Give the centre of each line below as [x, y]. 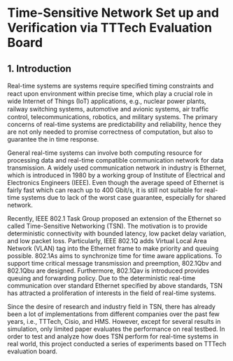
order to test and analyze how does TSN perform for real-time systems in [113, 336]
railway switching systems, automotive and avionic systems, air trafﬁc [108, 109]
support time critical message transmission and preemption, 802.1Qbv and [114, 263]
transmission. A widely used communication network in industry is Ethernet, [117, 168]
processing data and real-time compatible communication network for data [115, 160]
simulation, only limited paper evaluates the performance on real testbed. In [116, 329]
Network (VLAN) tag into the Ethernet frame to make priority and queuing [113, 248]
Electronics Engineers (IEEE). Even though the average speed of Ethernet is [116, 183]
